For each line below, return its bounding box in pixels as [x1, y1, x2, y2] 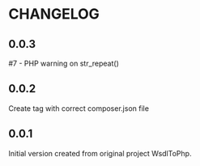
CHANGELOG [8, 5, 100, 23]
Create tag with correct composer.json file [8, 103, 150, 113]
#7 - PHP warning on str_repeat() [8, 58, 120, 68]
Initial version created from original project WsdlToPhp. [8, 148, 192, 158]
